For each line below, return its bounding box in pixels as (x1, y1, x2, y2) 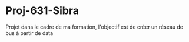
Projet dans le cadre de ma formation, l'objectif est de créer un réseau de (5, 23, 184, 30)
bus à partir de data (5, 29, 54, 36)
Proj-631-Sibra (5, 4, 79, 17)
